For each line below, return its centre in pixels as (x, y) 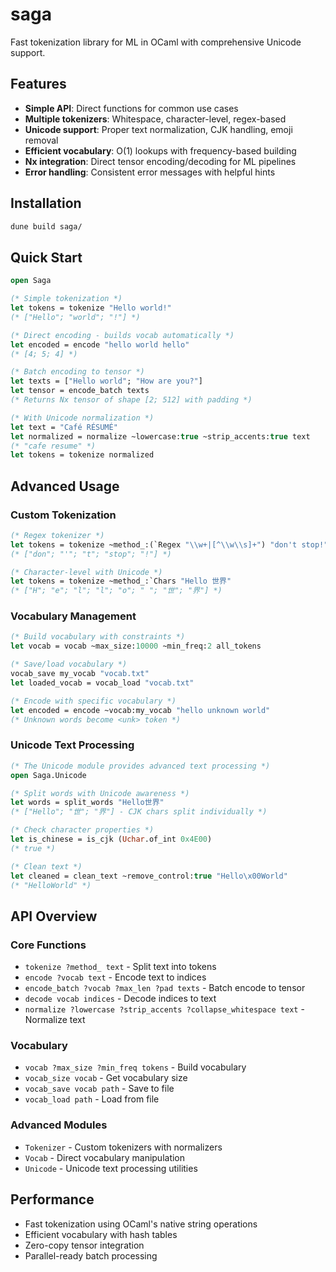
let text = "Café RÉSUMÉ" (64, 427)
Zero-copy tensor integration (84, 1245)
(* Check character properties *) (82, 830)
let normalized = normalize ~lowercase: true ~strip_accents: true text (160, 436)
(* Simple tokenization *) (66, 299)
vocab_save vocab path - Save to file (99, 1089)
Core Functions (48, 945)
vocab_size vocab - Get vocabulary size (106, 1078)
